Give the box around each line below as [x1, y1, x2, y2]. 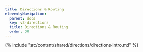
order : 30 [9, 29, 29, 34]
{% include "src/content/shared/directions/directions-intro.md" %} [5, 42, 139, 48]
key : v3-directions [9, 20, 49, 25]
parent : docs [9, 16, 36, 21]
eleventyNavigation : [5, 11, 47, 16]
